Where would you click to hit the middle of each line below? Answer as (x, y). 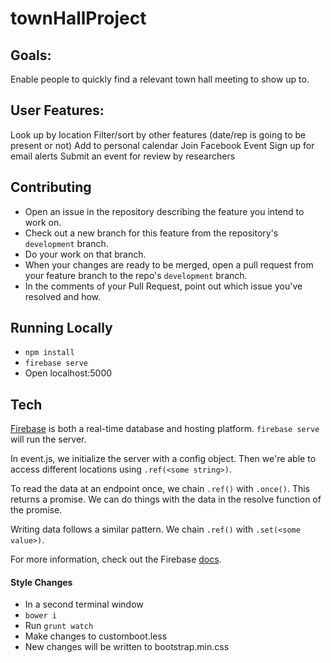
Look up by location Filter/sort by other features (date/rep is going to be (158, 134)
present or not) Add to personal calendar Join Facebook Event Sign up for (162, 145)
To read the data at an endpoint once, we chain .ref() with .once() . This (160, 489)
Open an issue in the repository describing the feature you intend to (164, 211)
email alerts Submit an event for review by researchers (123, 156)
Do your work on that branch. (85, 254)
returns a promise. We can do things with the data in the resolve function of (166, 499)
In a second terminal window (84, 604)
